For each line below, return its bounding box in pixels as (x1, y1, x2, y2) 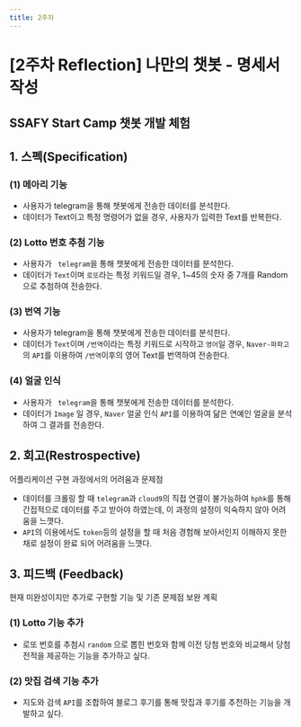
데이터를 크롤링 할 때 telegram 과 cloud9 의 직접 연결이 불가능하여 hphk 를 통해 (22, 492, 292, 503)
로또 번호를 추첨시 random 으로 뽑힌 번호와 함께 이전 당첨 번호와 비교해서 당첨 (22, 639, 291, 650)
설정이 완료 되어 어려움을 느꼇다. (39, 537, 153, 548)
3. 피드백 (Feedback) (9, 566, 124, 581)
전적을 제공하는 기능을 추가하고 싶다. (22, 650, 150, 661)
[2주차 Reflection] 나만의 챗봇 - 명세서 (9, 55, 280, 75)
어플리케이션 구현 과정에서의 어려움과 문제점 (9, 474, 164, 484)
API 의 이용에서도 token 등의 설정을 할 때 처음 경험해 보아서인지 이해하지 (22, 527, 271, 537)
